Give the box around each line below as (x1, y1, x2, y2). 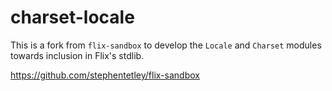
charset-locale (10, 6, 135, 29)
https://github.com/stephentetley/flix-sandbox (10, 69, 200, 81)
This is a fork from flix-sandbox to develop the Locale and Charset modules (10, 39, 322, 51)
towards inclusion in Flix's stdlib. (10, 49, 145, 61)
